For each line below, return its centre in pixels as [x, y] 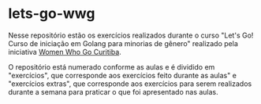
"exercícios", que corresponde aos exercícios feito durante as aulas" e [122, 75]
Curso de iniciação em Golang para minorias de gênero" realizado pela [123, 43]
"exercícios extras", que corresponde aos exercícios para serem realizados [130, 84]
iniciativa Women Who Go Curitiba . [65, 52]
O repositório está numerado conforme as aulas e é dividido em [112, 66]
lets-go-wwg [52, 14]
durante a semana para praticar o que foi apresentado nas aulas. [113, 91]
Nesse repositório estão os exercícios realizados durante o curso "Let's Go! [131, 35]
